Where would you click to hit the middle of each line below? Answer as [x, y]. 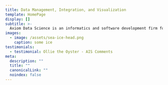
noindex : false [25, 75]
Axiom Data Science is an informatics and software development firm [83, 28]
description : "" [26, 61]
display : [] [17, 19]
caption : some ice [33, 42]
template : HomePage [25, 14]
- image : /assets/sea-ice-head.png [47, 38]
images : [13, 33]
